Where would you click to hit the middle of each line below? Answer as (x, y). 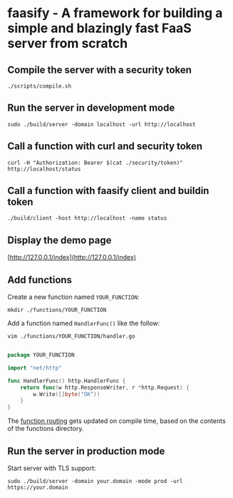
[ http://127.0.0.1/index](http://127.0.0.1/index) (72, 258)
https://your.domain (38, 487)
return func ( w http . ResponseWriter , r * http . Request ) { (105, 387)
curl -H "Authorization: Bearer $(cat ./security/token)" (95, 163)
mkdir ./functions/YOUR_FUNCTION (57, 310)
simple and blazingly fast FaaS (100, 28)
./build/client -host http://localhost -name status (87, 218)
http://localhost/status (44, 169)
